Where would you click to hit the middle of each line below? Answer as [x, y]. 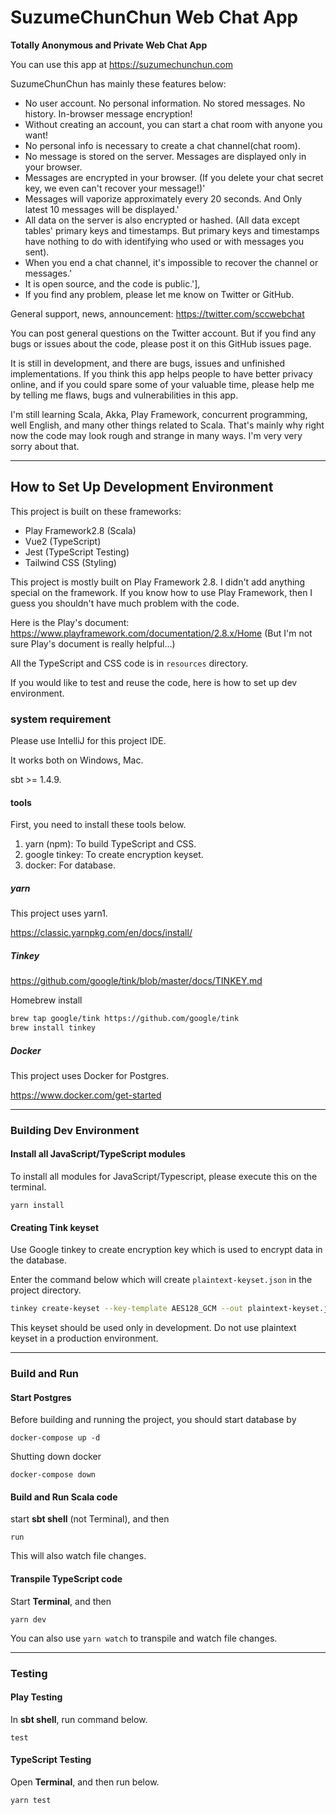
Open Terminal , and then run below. [85, 1782]
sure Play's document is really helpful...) [93, 643]
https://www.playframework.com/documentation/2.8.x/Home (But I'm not [161, 633]
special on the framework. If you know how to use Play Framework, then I [161, 592]
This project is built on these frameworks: [96, 511]
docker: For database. [70, 865]
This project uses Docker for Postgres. [90, 1075]
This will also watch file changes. [78, 1556]
